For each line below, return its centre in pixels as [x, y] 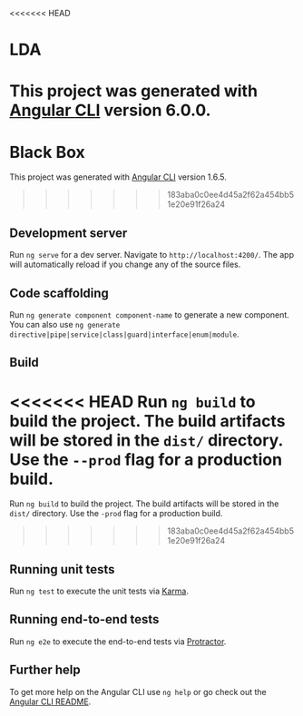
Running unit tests [62, 569]
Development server [68, 233]
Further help [45, 670]
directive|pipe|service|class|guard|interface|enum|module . [124, 334]
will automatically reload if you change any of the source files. [125, 265]
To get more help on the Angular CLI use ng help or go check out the [138, 691]
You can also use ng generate [65, 324]
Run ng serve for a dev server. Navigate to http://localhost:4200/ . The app [152, 255]
